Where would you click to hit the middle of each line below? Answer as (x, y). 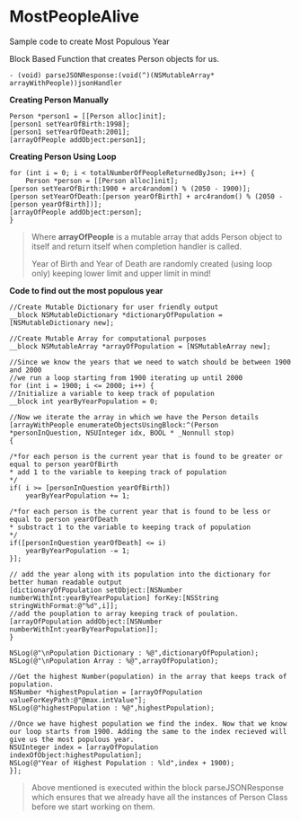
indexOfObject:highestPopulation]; (76, 755)
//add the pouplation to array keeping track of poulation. (124, 614)
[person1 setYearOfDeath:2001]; (70, 132)
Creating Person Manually (59, 100)
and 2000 (26, 370)
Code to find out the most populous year (86, 290)
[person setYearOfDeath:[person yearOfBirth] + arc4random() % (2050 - (146, 196)
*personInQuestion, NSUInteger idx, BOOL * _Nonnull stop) (122, 433)
